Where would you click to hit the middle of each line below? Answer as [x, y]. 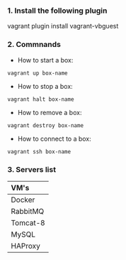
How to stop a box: [45, 86]
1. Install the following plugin [57, 11]
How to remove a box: [50, 112]
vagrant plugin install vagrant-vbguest [63, 26]
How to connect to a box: [55, 139]
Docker [23, 200]
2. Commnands [34, 45]
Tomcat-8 [28, 222]
